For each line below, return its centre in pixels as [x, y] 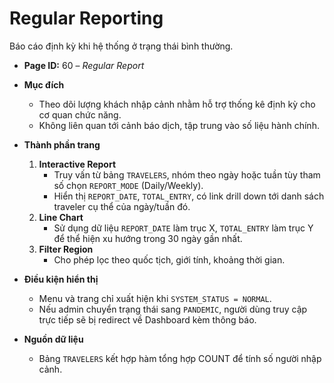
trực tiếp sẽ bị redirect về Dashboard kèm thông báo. [147, 319]
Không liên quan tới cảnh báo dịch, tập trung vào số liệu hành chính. [179, 125]
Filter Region [66, 249]
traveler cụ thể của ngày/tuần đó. [122, 206]
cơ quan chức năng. [80, 114]
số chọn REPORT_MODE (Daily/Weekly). [128, 185]
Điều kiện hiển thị [61, 279]
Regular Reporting [86, 18]
